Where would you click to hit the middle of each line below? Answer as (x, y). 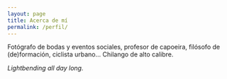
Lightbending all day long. (45, 68)
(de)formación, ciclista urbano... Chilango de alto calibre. (90, 54)
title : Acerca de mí (38, 20)
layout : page (27, 14)
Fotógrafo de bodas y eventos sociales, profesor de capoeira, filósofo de (114, 47)
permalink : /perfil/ (38, 27)
